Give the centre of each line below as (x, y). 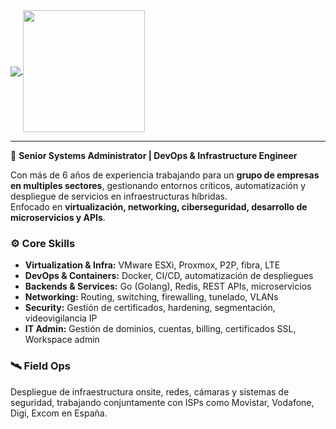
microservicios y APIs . (58, 218)
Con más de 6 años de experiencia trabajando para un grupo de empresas (165, 175)
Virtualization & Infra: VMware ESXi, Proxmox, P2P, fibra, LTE (152, 265)
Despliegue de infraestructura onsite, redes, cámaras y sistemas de (150, 391)
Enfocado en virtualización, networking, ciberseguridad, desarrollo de (159, 207)
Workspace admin (62, 340)
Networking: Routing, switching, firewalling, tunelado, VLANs (151, 297)
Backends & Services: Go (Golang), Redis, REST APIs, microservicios (168, 286)
